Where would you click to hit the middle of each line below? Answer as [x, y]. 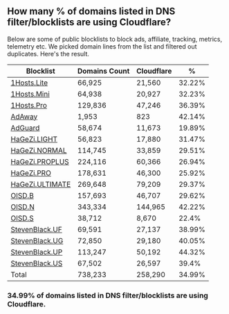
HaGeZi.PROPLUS [40, 161]
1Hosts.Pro [29, 105]
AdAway [24, 116]
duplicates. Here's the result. [48, 53]
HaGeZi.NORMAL [39, 150]
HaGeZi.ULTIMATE [41, 184]
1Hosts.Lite [29, 83]
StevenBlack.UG [37, 240]
